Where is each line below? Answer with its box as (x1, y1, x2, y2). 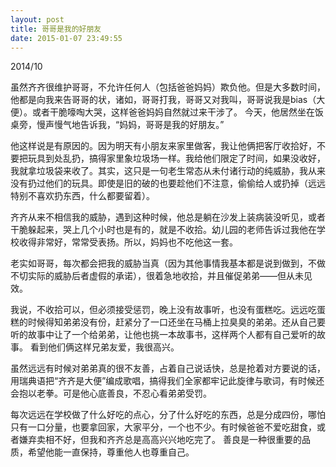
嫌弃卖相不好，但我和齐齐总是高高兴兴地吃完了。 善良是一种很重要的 (18, 434, 302, 446)
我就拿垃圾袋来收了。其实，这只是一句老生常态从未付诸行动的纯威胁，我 (10, 165, 308, 177)
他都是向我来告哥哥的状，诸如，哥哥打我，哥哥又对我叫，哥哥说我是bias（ (10, 94, 317, 106)
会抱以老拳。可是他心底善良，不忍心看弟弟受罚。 (10, 387, 212, 400)
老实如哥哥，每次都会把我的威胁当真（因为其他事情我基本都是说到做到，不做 (10, 257, 326, 270)
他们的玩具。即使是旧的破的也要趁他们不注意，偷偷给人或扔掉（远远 (44, 177, 326, 190)
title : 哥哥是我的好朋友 (10, 24, 102, 34)
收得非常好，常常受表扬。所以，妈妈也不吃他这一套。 (18, 236, 238, 248)
